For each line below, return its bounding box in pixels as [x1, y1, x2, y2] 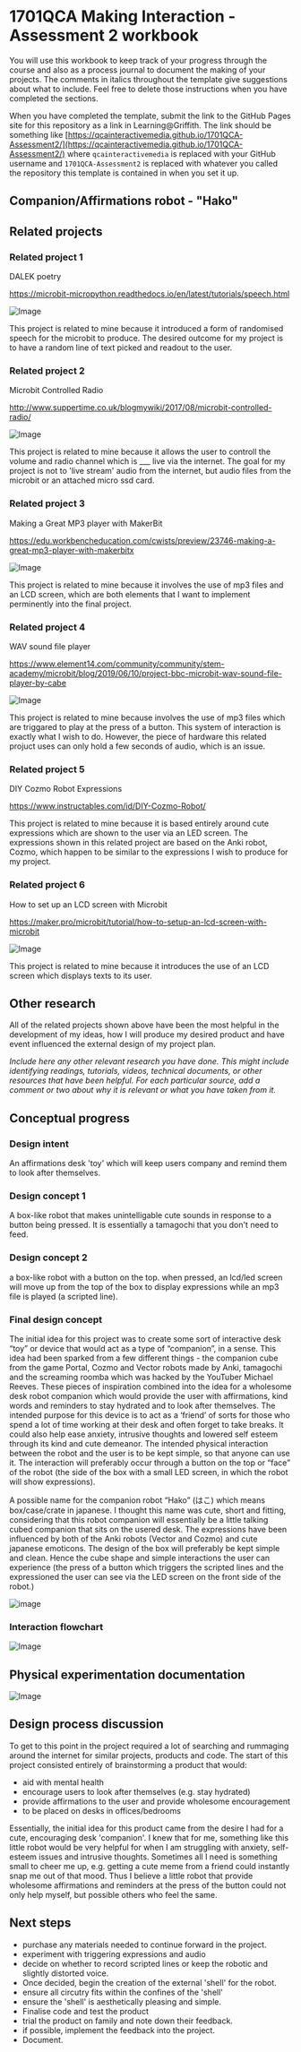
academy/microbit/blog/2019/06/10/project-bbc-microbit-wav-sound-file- [9, 667, 282, 678]
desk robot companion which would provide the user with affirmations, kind [9, 1390, 288, 1401]
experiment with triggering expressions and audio [21, 1948, 206, 1959]
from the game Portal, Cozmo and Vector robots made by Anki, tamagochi [9, 1361, 283, 1372]
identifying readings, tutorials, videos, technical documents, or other [9, 1066, 262, 1077]
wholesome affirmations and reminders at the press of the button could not [9, 1879, 287, 1891]
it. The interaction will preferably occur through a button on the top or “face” [9, 1457, 291, 1468]
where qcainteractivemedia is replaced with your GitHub [66, 148, 276, 159]
